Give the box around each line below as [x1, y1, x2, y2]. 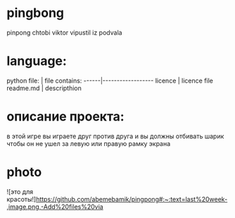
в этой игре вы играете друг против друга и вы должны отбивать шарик [6, 132, 224, 140]
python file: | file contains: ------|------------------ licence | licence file [6, 76, 214, 85]
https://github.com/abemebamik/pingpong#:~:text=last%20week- [35, 195, 228, 203]
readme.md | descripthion [6, 83, 82, 92]
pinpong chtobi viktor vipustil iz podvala [6, 28, 122, 37]
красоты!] [6, 195, 37, 203]
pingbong [6, 5, 65, 21]
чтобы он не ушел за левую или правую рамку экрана [6, 139, 171, 147]
